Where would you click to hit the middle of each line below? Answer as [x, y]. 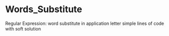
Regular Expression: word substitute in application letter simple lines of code [85, 23]
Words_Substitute [44, 9]
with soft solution [23, 28]
